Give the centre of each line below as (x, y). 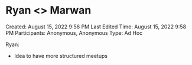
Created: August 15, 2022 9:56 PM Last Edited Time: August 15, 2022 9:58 (96, 27)
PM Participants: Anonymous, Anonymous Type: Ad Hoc (74, 32)
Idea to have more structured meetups (61, 56)
